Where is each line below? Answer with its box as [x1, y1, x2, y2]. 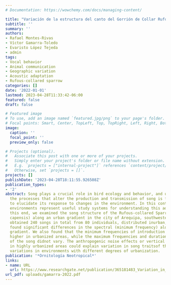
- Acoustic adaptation [5, 73, 53, 79]
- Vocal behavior [5, 59, 42, 64]
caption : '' [10, 130, 36, 135]
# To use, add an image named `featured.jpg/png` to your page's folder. [5, 116, 165, 121]
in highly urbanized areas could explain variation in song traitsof [10, 244, 160, 249]
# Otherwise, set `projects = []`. [5, 168, 85, 173]
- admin [5, 49, 22, 55]
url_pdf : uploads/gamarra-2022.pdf [5, 272, 81, 277]
